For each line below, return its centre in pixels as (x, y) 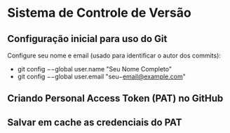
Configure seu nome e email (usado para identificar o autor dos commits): (114, 55)
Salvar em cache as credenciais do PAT (95, 122)
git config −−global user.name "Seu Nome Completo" (94, 69)
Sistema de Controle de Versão (99, 13)
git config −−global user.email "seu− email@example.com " (101, 76)
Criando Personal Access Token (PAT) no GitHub (115, 98)
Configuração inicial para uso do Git (87, 39)
